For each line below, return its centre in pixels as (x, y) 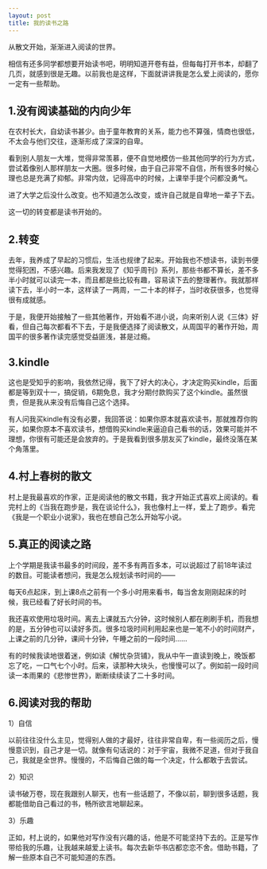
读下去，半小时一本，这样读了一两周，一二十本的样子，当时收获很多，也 (126, 290)
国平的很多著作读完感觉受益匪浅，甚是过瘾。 (81, 337)
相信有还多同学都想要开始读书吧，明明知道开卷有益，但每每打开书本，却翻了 (133, 64)
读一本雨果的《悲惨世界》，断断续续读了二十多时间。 (93, 675)
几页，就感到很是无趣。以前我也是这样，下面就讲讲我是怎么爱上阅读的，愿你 (133, 73)
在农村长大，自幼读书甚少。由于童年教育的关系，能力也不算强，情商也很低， (133, 131)
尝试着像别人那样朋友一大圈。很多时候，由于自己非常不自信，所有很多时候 (130, 169)
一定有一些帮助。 (36, 83)
